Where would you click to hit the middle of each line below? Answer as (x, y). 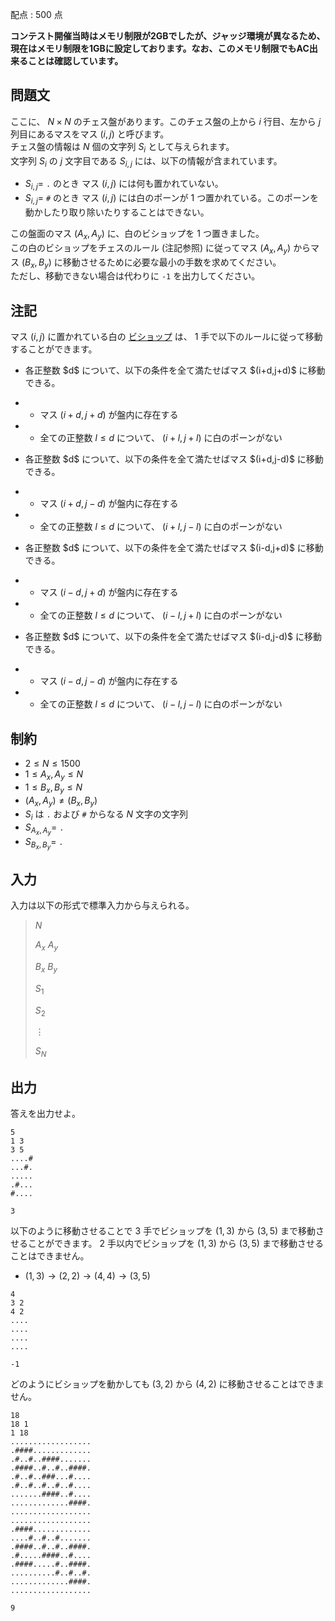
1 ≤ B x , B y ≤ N (53, 788)
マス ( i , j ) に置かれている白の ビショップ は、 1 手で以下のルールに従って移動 (166, 337)
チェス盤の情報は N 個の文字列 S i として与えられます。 (122, 147)
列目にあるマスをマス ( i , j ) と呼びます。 (90, 134)
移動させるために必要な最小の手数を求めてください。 (172, 262)
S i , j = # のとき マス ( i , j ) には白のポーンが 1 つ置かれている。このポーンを (172, 199)
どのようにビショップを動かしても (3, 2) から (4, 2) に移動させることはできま (167, 1384)
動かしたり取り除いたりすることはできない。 (117, 212)
